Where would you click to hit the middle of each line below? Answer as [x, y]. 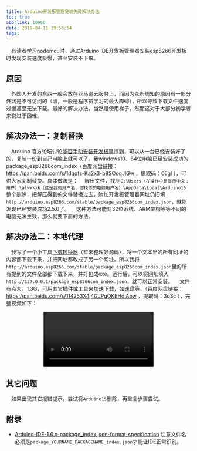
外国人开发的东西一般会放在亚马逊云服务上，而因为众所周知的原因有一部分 [101, 93]
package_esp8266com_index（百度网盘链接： [62, 166]
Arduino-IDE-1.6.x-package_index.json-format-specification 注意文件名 [100, 435]
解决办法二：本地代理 [45, 236]
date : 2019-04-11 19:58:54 [39, 28]
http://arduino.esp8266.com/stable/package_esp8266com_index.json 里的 [94, 266]
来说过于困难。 [24, 116]
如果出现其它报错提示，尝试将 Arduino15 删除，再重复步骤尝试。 [87, 399]
